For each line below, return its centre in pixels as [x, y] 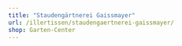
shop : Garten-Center [42, 30]
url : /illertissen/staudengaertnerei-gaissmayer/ [91, 23]
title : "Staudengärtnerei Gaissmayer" [72, 15]
